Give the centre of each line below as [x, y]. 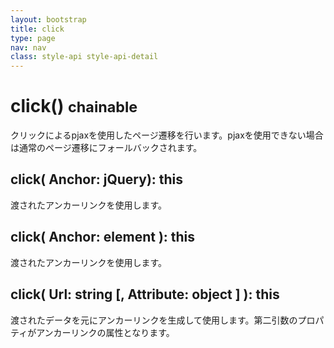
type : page [33, 38]
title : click [37, 29]
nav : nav [28, 47]
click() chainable [74, 106]
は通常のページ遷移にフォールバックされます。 [106, 148]
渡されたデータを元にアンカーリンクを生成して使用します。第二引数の [154, 320]
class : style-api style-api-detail [84, 57]
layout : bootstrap [48, 19]
